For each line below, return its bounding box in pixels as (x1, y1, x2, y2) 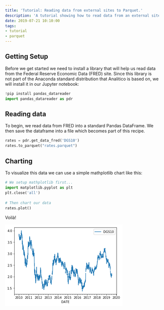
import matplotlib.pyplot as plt (5, 185, 73, 190)
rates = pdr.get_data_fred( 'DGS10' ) (5, 138, 80, 143)
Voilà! (5, 215, 17, 220)
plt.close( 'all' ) (5, 190, 41, 195)
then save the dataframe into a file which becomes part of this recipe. (5, 128, 145, 134)
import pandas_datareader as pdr (5, 96, 73, 101)
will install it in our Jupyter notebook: (5, 81, 80, 87)
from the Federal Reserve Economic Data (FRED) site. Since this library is (5, 71, 152, 76)
